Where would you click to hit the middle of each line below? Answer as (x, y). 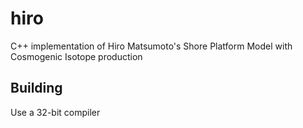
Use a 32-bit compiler (55, 112)
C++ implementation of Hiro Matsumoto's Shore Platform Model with (151, 46)
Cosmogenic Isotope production (76, 56)
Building (36, 88)
